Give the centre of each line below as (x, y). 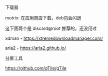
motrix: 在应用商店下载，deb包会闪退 (43, 18)
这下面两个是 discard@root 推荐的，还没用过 (51, 28)
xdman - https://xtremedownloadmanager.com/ (54, 38)
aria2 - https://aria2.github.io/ (36, 48)
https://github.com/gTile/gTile (36, 68)
